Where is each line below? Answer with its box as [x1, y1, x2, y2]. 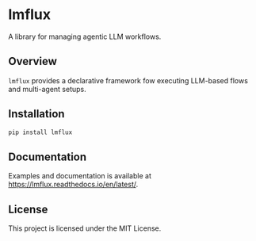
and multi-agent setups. [8, 84, 86, 94]
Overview [8, 55, 58, 68]
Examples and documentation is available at [8, 171, 152, 181]
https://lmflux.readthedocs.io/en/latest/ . [8, 180, 139, 189]
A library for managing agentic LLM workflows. [8, 32, 162, 41]
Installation [8, 107, 65, 120]
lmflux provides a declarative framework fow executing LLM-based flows [8, 75, 248, 85]
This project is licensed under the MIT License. [8, 224, 162, 233]
